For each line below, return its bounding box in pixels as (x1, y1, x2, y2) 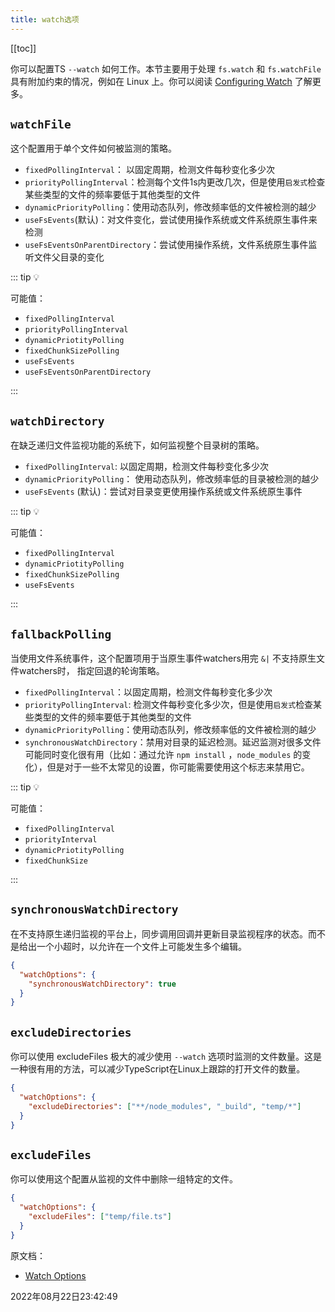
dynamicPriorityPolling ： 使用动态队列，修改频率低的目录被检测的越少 (24, 473, 320, 485)
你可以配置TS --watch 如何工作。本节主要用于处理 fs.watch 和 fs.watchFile (10, 62, 322, 75)
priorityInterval (24, 835, 98, 845)
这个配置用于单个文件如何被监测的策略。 (10, 142, 177, 155)
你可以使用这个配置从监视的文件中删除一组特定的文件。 (10, 1173, 238, 1185)
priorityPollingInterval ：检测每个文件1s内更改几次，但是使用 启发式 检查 (24, 176, 326, 188)
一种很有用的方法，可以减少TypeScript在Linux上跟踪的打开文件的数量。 (10, 1063, 306, 1075)
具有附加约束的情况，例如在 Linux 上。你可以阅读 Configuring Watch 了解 (10, 75, 313, 87)
